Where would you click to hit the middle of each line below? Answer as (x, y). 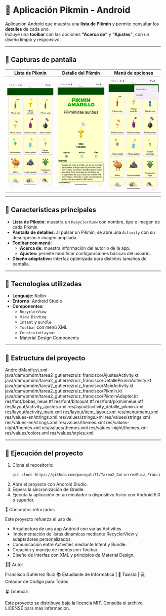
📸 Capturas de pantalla (41, 60)
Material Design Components (49, 338)
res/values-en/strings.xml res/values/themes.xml (55, 423)
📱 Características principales (51, 210)
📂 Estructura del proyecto (45, 358)
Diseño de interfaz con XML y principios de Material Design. (73, 555)
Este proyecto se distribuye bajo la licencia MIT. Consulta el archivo (74, 603)
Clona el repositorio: (33, 465)
